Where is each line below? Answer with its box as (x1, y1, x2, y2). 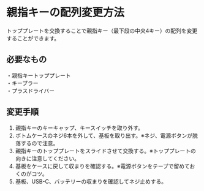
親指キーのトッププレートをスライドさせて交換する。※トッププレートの (15, 147, 196, 154)
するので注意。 (20, 139, 59, 147)
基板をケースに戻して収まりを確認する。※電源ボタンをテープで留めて (15, 162, 190, 170)
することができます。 (6, 34, 60, 42)
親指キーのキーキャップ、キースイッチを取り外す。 (15, 124, 144, 132)
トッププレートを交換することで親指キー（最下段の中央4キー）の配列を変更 (6, 27, 198, 34)
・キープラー (6, 79, 39, 86)
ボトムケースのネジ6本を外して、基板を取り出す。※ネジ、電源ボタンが (15, 132, 193, 139)
